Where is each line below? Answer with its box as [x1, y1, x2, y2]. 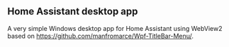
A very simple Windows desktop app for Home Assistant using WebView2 [7, 24, 223, 32]
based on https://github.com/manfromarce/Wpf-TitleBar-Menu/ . [7, 32, 194, 40]
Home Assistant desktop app [7, 6, 138, 18]
